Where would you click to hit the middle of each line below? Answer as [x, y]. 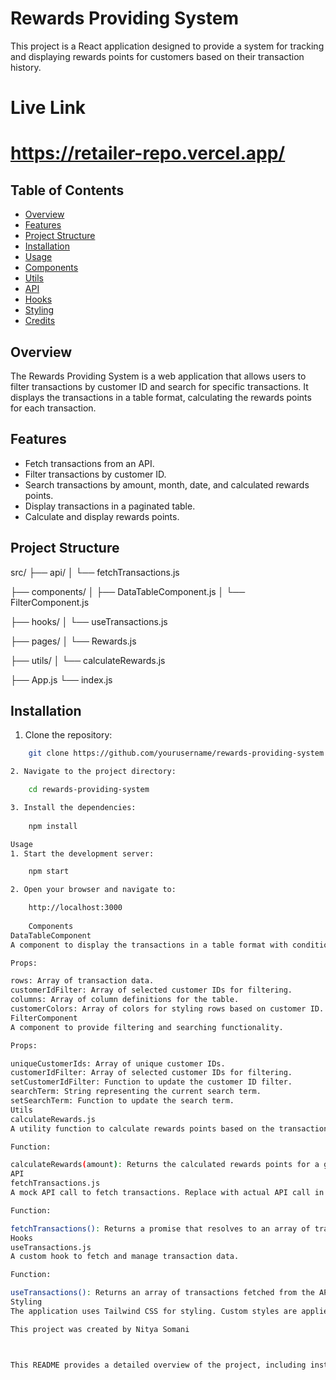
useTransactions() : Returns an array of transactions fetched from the [162, 1293]
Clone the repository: [68, 735]
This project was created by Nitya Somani [100, 1329]
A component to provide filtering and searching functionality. [147, 1027]
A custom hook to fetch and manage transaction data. [125, 1257]
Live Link [48, 108]
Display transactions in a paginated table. [110, 506]
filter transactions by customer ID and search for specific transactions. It [159, 386]
